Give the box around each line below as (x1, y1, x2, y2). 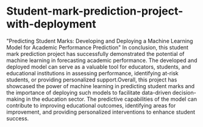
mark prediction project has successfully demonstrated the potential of (6, 50, 185, 57)
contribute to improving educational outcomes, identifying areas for (6, 101, 176, 109)
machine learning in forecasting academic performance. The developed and (6, 57, 198, 64)
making (6, 95, 26, 103)
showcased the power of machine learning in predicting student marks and (6, 82, 195, 89)
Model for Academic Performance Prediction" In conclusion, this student (6, 44, 189, 51)
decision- (172, 89, 196, 96)
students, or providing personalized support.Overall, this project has (6, 76, 177, 83)
